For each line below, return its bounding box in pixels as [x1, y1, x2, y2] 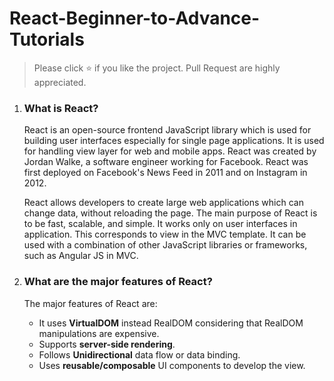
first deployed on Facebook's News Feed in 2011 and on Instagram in [23, 167, 308, 179]
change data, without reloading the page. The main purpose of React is [23, 207, 318, 219]
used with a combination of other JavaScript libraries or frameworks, [23, 239, 308, 251]
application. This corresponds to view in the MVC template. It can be [23, 228, 307, 241]
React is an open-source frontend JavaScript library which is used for [23, 124, 312, 136]
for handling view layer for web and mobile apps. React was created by [23, 145, 317, 157]
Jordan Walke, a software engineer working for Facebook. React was [23, 156, 309, 168]
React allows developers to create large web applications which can [23, 197, 304, 209]
